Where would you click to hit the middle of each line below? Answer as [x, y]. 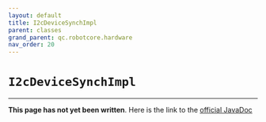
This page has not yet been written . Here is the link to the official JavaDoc [131, 110]
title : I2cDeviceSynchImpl [53, 23]
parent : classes [35, 30]
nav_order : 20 [32, 45]
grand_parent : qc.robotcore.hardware [70, 37]
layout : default [35, 15]
